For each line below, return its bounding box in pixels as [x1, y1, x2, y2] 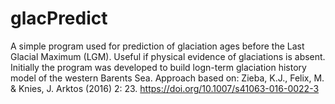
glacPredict [10, 7, 108, 30]
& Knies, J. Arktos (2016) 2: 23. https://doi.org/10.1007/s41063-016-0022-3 [10, 82, 320, 94]
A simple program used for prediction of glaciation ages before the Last [10, 40, 305, 52]
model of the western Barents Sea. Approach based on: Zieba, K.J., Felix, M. [10, 72, 325, 84]
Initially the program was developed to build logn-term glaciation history [10, 61, 307, 73]
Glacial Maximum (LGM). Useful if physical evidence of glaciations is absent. [10, 50, 326, 62]
